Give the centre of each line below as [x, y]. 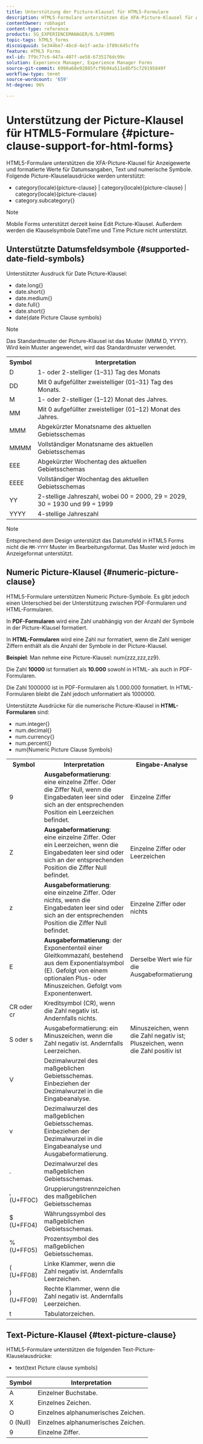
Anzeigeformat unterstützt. [40, 553]
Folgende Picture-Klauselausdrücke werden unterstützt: [76, 176]
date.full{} [27, 304]
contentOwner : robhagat [36, 23]
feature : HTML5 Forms [34, 52]
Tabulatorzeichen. [69, 1314]
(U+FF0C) [24, 1200]
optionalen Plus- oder [75, 978]
